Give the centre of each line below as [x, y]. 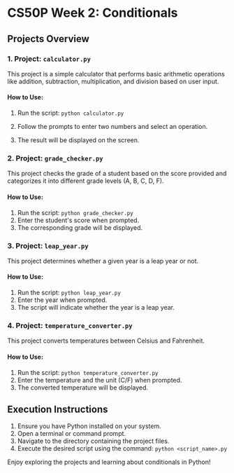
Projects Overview [48, 39]
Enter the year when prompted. [62, 300]
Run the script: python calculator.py [71, 113]
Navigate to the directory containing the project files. [93, 441]
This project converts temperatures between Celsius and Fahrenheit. [106, 341]
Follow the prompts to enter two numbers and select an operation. [112, 127]
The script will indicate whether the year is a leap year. [96, 308]
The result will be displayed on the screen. [78, 140]
